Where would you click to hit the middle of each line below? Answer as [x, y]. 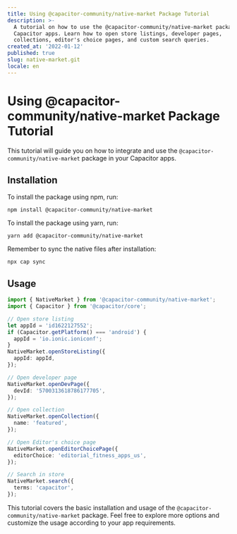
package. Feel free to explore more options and [151, 515]
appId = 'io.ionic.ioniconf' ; [58, 339]
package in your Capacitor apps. [129, 158]
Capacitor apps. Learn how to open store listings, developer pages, [118, 33]
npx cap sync [26, 262]
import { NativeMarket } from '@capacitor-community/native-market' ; [112, 300]
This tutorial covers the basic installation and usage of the [91, 507]
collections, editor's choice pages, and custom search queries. [112, 40]
